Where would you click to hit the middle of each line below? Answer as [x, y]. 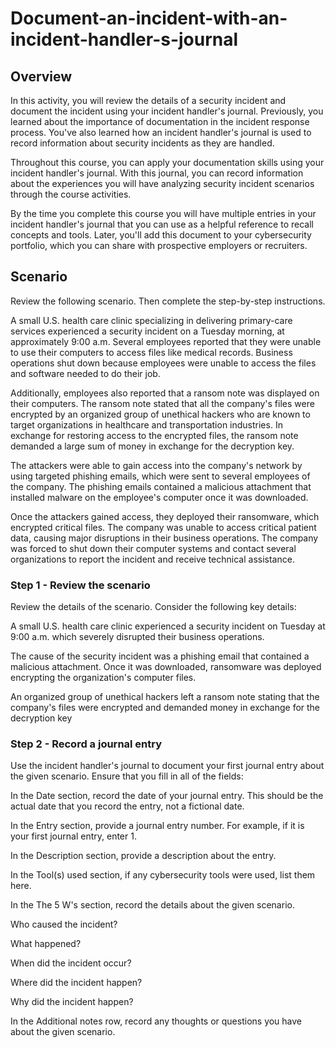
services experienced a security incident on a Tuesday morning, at [147, 331]
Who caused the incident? [64, 924]
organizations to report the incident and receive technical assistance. [152, 559]
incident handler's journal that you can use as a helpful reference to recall [162, 224]
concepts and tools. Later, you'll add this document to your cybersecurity [161, 235]
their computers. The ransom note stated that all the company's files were [162, 403]
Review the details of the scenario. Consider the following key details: [153, 607]
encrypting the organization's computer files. [103, 678]
